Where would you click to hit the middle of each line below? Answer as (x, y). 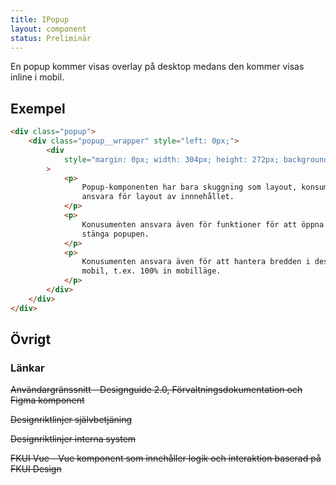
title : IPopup (40, 19)
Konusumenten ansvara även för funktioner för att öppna (203, 224)
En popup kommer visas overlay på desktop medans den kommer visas (157, 67)
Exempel (38, 108)
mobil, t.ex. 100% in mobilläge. (151, 271)
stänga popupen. (115, 234)
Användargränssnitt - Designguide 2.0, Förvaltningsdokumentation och (156, 390)
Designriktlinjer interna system (73, 439)
